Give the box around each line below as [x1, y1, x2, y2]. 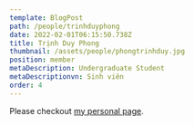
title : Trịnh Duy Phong [9, 38, 100, 48]
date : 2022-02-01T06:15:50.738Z [9, 30, 132, 39]
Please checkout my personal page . [9, 105, 144, 116]
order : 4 [9, 81, 43, 90]
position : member [9, 55, 76, 64]
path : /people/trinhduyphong [9, 22, 120, 31]
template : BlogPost [9, 13, 84, 23]
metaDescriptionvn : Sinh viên [9, 72, 125, 82]
